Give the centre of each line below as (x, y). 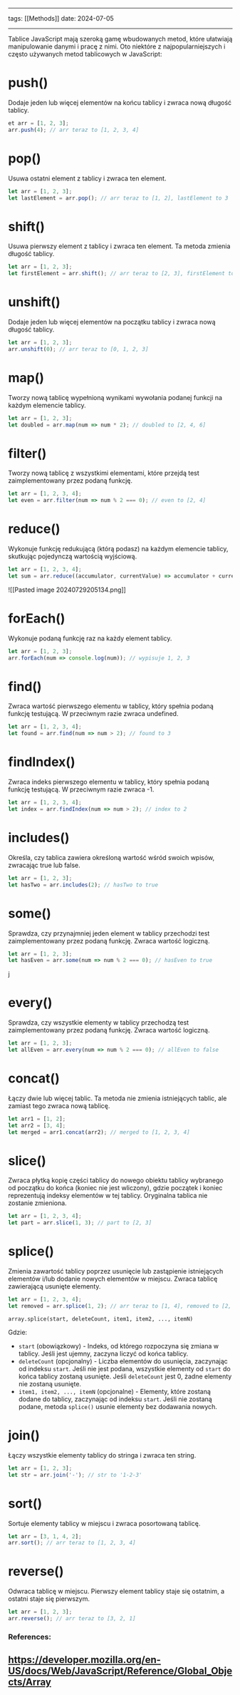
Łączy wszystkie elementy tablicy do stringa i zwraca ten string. (102, 1455)
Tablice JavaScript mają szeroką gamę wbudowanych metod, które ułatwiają (120, 39)
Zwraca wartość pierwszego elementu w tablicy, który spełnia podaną (111, 706)
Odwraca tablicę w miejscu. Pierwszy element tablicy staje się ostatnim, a (116, 1592)
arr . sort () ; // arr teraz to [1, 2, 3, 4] (72, 1543)
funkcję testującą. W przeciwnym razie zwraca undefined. (93, 714)
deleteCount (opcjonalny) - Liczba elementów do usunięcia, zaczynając (123, 1361)
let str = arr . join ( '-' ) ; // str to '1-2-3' (75, 1475)
